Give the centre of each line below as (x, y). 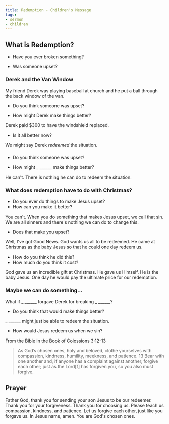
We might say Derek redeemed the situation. (51, 145)
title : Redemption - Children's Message (48, 10)
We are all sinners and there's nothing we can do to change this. (72, 222)
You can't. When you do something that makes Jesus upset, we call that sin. (84, 217)
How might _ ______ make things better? (53, 167)
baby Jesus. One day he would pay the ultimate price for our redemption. (81, 277)
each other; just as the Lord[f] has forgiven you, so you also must (86, 366)
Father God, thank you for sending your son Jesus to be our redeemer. (79, 400)
